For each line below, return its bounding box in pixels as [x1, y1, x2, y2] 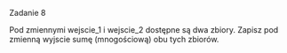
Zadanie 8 [9, 8, 46, 18]
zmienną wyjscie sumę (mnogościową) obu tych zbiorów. [9, 34, 219, 44]
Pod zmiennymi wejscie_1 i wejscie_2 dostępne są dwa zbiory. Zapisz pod [9, 25, 279, 34]
